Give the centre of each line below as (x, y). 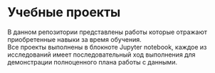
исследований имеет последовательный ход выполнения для (101, 55)
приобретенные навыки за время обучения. (74, 39)
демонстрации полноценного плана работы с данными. (93, 62)
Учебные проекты (64, 12)
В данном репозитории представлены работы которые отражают (107, 32)
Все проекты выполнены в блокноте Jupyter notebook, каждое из (107, 47)
